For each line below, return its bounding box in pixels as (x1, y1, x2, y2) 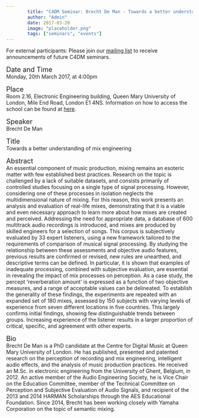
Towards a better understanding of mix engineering (6, 145, 132, 152)
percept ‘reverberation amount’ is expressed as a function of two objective (6, 278, 188, 285)
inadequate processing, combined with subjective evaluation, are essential (6, 266, 188, 273)
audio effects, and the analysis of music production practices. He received (6, 361, 188, 369)
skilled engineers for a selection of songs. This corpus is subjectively (6, 228, 175, 235)
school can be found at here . (6, 105, 76, 113)
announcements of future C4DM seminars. (6, 54, 111, 61)
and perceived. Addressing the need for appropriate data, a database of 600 (6, 215, 193, 222)
